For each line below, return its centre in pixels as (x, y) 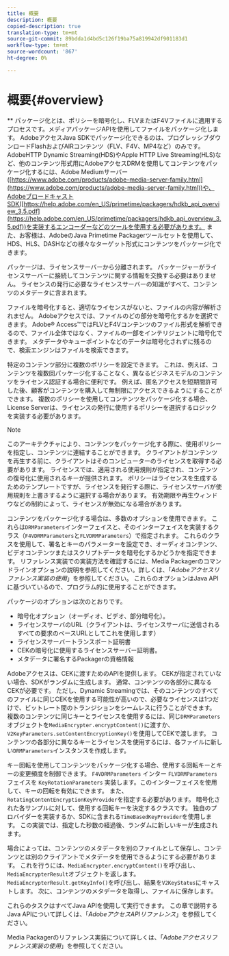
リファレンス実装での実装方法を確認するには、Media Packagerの (112, 561)
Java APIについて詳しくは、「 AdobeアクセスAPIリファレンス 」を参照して (109, 914)
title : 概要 (23, 13)
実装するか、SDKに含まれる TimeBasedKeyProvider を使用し (124, 816)
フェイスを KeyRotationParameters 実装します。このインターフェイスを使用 (112, 782)
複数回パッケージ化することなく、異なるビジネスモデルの (118, 373)
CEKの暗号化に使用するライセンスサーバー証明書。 (89, 650)
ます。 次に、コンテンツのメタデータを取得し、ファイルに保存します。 (118, 891)
